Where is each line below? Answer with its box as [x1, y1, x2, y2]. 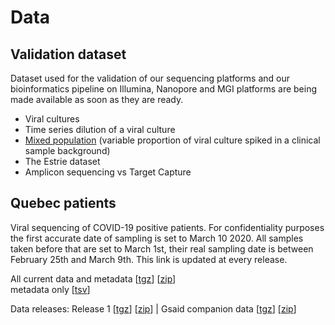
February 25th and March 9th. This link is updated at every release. [10, 253, 288, 265]
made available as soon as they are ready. [10, 94, 184, 105]
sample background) [24, 145, 111, 156]
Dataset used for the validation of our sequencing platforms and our [10, 72, 290, 84]
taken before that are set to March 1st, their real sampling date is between [10, 242, 314, 255]
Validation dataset [10, 46, 127, 63]
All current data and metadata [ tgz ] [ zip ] [10, 272, 177, 285]
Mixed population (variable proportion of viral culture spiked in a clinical [24, 134, 321, 146]
